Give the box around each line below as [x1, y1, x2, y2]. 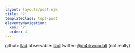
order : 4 [9, 29, 27, 34]
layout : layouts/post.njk [5, 7, 58, 12]
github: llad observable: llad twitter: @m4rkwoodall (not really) [5, 43, 131, 48]
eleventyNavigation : [5, 20, 47, 26]
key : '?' [9, 25, 27, 30]
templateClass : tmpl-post [5, 16, 58, 21]
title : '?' [5, 12, 27, 16]
